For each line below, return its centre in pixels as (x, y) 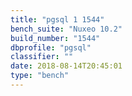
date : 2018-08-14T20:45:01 (66, 66)
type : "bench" (40, 76)
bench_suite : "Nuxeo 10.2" (66, 29)
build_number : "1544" (55, 38)
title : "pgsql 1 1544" (57, 19)
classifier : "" (42, 57)
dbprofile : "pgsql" (51, 47)
